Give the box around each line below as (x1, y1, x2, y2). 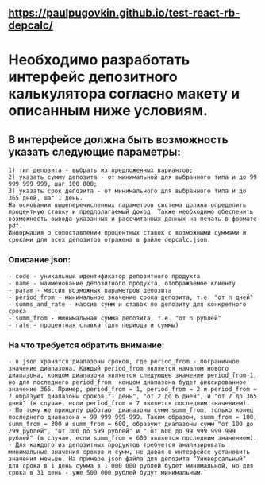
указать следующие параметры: (8, 145, 181, 158)
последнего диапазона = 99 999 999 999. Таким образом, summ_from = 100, (8, 413, 258, 421)
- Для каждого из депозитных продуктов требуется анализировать (8, 440, 225, 448)
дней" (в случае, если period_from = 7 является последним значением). (8, 399, 250, 407)
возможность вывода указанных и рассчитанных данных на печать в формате (8, 215, 258, 223)
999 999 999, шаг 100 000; (8, 180, 98, 188)
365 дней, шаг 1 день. (8, 194, 83, 202)
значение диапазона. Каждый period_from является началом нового (8, 364, 229, 372)
